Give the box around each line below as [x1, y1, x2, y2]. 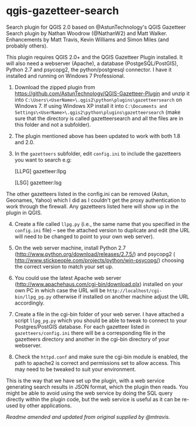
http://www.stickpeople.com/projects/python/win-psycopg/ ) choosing [14, 256, 184, 263]
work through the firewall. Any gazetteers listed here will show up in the [6, 202, 179, 209]
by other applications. [19, 402, 72, 409]
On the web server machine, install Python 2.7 [14, 244, 126, 251]
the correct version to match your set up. [14, 263, 114, 270]
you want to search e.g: [14, 156, 72, 163]
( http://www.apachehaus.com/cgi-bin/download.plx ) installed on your [14, 280, 183, 288]
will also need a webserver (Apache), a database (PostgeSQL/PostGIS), [6, 60, 178, 67]
